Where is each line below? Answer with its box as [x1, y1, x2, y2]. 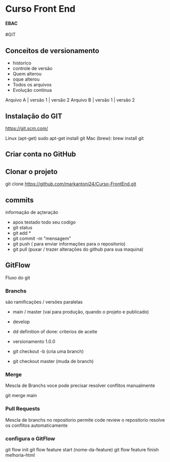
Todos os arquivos [12, 82, 52, 88]
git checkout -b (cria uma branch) [12, 348, 84, 355]
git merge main [5, 393, 37, 399]
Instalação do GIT [5, 112, 62, 120]
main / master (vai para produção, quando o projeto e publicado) [12, 309, 149, 315]
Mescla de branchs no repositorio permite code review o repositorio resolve [5, 417, 165, 423]
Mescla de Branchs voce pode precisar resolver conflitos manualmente [5, 382, 155, 388]
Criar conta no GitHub [5, 150, 76, 159]
